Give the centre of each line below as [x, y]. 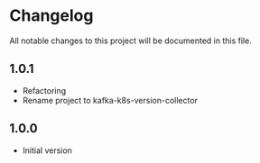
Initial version [47, 150]
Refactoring [44, 90]
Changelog [51, 16]
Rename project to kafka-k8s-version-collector [110, 100]
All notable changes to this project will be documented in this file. [131, 41]
